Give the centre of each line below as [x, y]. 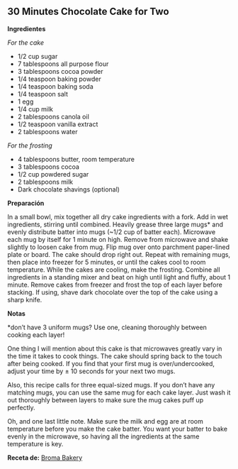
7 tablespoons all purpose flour [63, 64]
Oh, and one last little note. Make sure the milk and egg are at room [105, 421]
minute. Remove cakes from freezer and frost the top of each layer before [115, 285]
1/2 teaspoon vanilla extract [58, 124]
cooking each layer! [36, 335]
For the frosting [30, 145]
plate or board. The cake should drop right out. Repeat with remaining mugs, [119, 254]
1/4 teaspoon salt [43, 94]
